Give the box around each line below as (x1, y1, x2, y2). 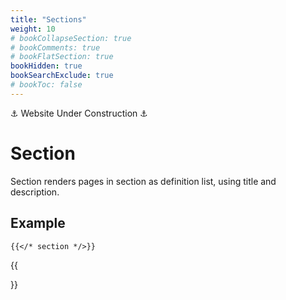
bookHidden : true (10, 61, 83, 71)
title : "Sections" (10, 14, 87, 25)
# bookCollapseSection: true (10, 33, 132, 43)
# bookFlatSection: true (10, 52, 114, 62)
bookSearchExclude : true (10, 71, 114, 81)
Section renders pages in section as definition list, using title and (10, 175, 277, 187)
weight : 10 (10, 24, 56, 34)
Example (10, 215, 66, 232)
